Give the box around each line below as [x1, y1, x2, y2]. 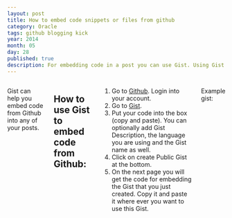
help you [7, 94, 33, 102]
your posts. [7, 123, 39, 131]
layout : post [7, 10, 45, 17]
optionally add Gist [111, 123, 166, 131]
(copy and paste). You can [111, 116, 187, 125]
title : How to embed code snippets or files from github [7, 17, 175, 24]
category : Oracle [7, 23, 57, 30]
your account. [111, 94, 152, 102]
